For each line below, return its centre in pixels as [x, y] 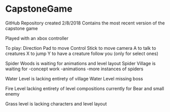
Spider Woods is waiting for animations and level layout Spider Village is [80, 63]
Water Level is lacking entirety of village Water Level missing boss [74, 78]
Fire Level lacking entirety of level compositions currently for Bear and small [85, 88]
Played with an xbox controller [37, 38]
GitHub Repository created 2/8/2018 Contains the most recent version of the [85, 23]
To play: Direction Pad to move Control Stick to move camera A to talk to [81, 48]
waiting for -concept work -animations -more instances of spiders [74, 69]
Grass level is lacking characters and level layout [56, 104]
